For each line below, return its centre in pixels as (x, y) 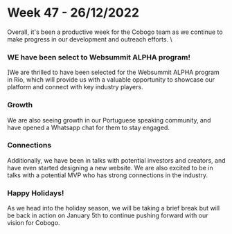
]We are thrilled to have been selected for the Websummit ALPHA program (113, 72)
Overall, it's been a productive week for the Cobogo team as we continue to (115, 32)
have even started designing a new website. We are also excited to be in (110, 168)
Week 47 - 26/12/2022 (73, 13)
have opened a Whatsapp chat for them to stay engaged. (88, 127)
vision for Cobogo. (34, 223)
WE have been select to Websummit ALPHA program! (99, 57)
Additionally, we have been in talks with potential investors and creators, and (117, 160)
